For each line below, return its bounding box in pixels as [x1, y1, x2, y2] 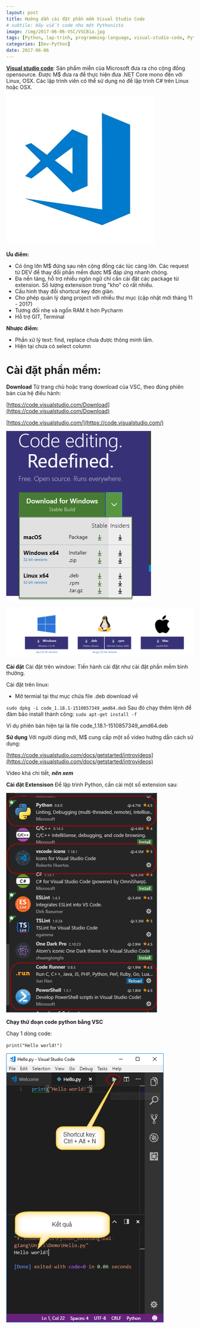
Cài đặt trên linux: [6, 681, 49, 688]
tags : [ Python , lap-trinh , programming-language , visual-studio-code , [6, 35, 185, 41]
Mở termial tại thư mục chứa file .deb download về [14, 693, 139, 700]
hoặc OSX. [6, 84, 33, 91]
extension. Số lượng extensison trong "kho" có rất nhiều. [14, 281, 154, 288]
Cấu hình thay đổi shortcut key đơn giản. [14, 287, 115, 295]
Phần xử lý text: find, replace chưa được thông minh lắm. [14, 336, 154, 343]
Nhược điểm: [6, 324, 39, 331]
